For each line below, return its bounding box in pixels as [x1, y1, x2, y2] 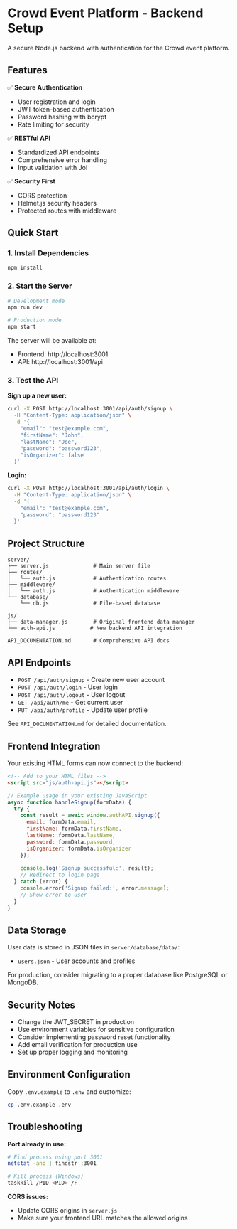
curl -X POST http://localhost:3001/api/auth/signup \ [7, 405, 173, 413]
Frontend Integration [7, 740, 101, 752]
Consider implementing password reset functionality [17, 1033, 172, 1041]
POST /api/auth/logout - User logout [17, 691, 126, 699]
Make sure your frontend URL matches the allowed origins [17, 1214, 188, 1223]
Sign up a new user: [7, 391, 67, 400]
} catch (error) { [13, 878, 69, 885]
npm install [7, 265, 43, 272]
